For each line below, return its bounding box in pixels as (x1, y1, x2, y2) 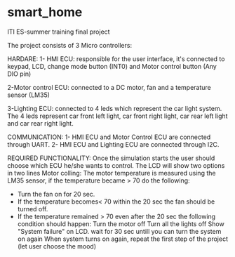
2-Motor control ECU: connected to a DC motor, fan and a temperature (7, 83, 212, 91)
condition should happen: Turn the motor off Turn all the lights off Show (17, 219, 224, 228)
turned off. (17, 204, 48, 213)
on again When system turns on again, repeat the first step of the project (17, 235, 228, 243)
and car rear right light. (7, 119, 74, 127)
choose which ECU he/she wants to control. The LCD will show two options (7, 161, 225, 169)
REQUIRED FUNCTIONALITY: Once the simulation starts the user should (7, 154, 215, 162)
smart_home (7, 4, 83, 20)
